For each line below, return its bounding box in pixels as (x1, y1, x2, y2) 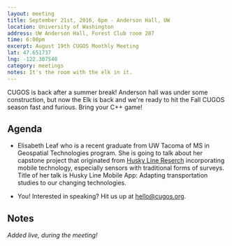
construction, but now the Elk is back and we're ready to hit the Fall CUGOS (7, 95, 225, 103)
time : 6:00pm (7, 36, 45, 43)
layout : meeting (7, 10, 55, 17)
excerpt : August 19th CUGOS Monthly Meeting (7, 43, 139, 50)
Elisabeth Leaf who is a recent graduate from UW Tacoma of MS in (17, 141, 210, 150)
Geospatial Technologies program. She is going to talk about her (17, 149, 203, 157)
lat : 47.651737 (7, 50, 52, 57)
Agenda (7, 123, 43, 135)
